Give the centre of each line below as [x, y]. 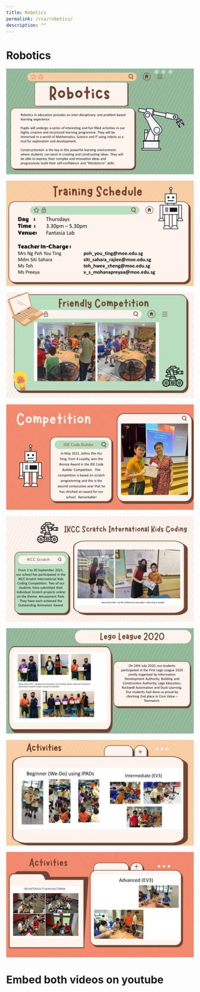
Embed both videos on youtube [85, 979]
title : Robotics [26, 13]
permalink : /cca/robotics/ [40, 19]
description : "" [26, 25]
